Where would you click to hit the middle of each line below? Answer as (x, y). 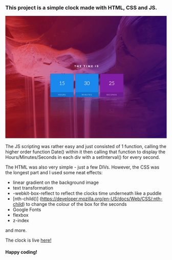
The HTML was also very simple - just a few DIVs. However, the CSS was (82, 167)
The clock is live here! (28, 240)
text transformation (33, 188)
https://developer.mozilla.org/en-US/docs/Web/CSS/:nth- (102, 199)
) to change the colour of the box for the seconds (75, 204)
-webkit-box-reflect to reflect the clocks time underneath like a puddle (87, 194)
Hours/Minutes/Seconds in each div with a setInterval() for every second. (83, 157)
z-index (21, 221)
